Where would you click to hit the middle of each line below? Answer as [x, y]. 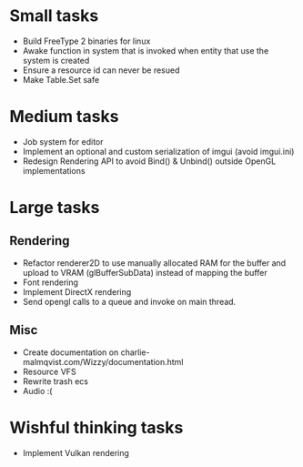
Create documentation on [71, 352]
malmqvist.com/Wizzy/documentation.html [103, 361]
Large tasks [55, 208]
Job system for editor [63, 141]
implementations [54, 170]
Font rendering [50, 282]
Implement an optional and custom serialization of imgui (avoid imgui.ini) [158, 151]
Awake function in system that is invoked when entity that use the [146, 50]
